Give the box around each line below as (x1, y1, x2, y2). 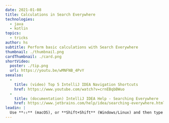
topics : (5, 31, 22, 36)
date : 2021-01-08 (5, 7, 42, 13)
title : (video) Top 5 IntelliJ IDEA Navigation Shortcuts (14, 82, 138, 87)
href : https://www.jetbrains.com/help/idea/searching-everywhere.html (14, 101, 165, 106)
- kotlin (10, 26, 28, 31)
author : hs (5, 40, 28, 45)
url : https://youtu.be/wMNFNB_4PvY (10, 68, 84, 73)
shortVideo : (5, 59, 30, 64)
